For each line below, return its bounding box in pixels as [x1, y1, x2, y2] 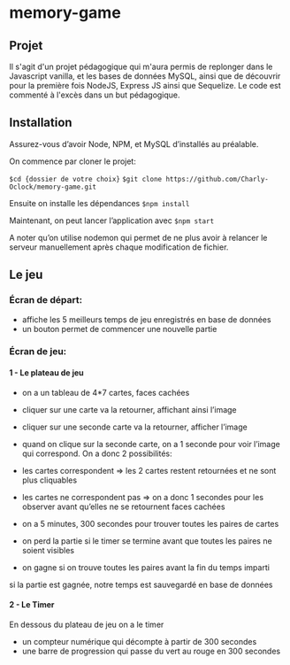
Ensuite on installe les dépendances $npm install [9, 197, 190, 208]
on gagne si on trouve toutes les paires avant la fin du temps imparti [21, 561, 270, 573]
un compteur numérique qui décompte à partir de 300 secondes [21, 636, 257, 646]
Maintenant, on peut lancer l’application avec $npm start [9, 215, 215, 226]
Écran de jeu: [9, 345, 67, 358]
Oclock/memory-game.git [9, 182, 97, 191]
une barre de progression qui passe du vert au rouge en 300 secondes [21, 646, 281, 656]
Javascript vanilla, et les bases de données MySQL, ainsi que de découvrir [9, 71, 281, 81]
